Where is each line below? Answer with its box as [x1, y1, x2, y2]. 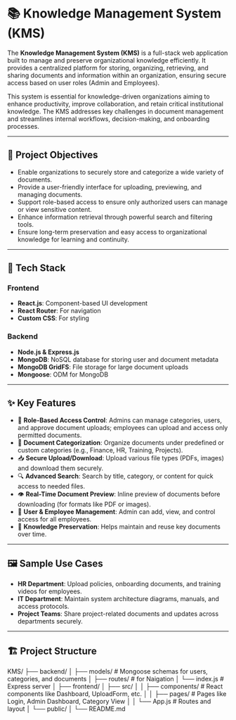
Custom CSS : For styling [17, 314, 90, 322]
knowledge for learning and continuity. [17, 235, 130, 244]
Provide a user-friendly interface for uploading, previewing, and [17, 182, 202, 191]
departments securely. [17, 617, 83, 626]
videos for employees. [17, 587, 82, 595]
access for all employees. [17, 514, 92, 523]
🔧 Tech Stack [7, 262, 66, 274]
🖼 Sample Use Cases [7, 557, 103, 569]
